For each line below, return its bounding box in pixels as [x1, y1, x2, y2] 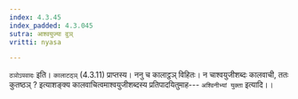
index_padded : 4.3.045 [9, 21, 93, 30]
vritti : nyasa [9, 37, 62, 47]
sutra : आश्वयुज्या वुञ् [9, 29, 74, 38]
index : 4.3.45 [9, 12, 62, 22]
